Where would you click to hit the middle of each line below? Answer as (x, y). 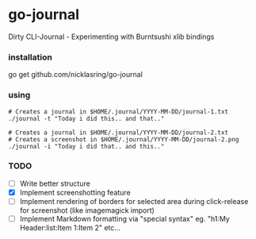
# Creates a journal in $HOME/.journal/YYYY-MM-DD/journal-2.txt (118, 133)
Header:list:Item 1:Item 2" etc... (70, 228)
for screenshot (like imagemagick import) (87, 210)
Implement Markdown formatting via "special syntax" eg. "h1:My (124, 219)
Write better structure (55, 183)
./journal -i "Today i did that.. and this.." (86, 146)
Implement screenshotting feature (75, 192)
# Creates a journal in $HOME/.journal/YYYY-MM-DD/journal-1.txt (118, 112)
